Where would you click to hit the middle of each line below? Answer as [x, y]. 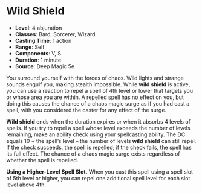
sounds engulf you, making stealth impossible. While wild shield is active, [98, 84]
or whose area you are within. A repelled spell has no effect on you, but [95, 97]
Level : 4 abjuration [38, 28]
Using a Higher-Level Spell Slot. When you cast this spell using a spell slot [100, 172]
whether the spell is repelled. [42, 160]
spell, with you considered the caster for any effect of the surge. [86, 110]
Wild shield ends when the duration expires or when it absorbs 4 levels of [98, 121]
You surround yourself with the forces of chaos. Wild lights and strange [95, 78]
